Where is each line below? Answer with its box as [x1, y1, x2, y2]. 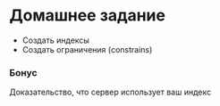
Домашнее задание [9, 5, 165, 26]
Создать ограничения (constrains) [21, 44, 153, 54]
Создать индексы [21, 35, 89, 45]
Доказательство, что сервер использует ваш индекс [9, 86, 212, 98]
